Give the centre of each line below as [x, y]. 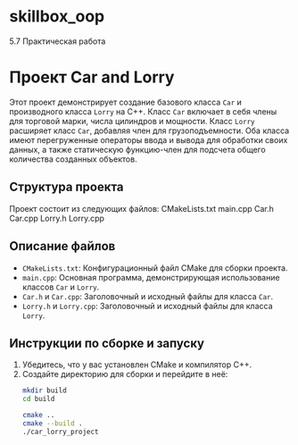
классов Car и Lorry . [61, 287]
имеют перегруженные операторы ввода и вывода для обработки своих [149, 139]
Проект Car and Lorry [92, 77]
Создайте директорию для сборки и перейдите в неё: [125, 374]
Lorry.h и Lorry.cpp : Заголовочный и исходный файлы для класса [147, 306]
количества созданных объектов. [73, 159]
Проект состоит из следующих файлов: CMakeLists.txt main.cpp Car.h [142, 208]
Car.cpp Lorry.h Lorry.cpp [57, 218]
